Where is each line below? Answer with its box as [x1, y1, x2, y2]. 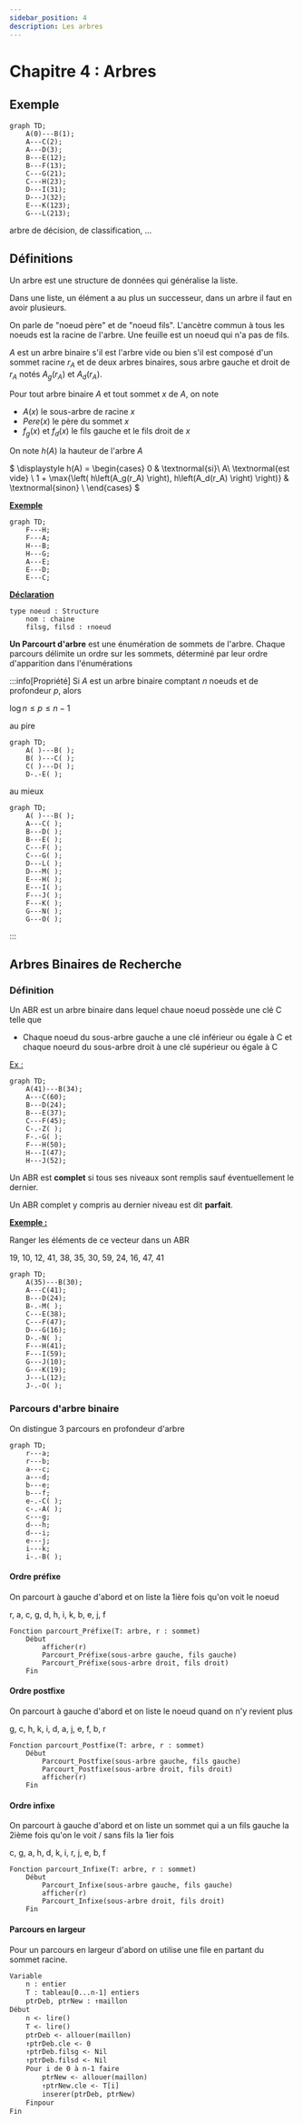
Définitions [9, 251, 73, 266]
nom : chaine [25, 615, 75, 624]
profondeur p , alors [9, 685, 82, 696]
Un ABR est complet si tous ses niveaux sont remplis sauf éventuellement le [9, 1172, 295, 1183]
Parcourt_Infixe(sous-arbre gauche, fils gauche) [42, 1881, 233, 1890]
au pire [9, 720, 36, 731]
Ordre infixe [9, 1799, 56, 1810]
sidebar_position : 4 [9, 13, 88, 23]
